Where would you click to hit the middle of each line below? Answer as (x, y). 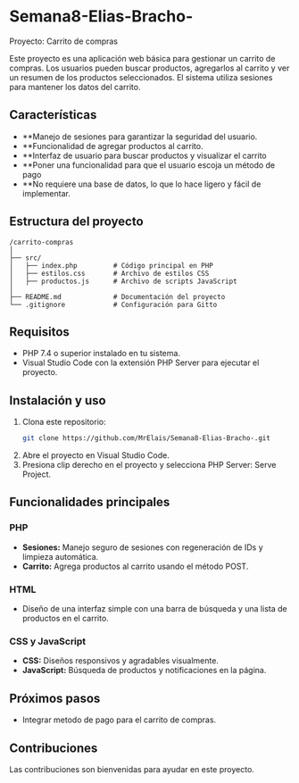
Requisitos (39, 332)
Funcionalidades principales (90, 502)
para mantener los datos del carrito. (75, 87)
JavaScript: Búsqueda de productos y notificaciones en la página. (144, 671)
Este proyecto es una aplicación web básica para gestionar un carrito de (142, 58)
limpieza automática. (60, 556)
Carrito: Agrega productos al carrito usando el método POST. (135, 566)
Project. (37, 474)
